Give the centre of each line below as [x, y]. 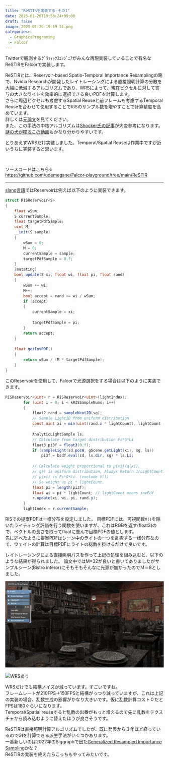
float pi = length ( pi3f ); [59, 487]
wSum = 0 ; [33, 243]
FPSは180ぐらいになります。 [35, 706]
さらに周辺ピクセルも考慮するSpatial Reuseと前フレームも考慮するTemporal [84, 100]
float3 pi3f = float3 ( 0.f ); [62, 445]
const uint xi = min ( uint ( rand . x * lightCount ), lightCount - [99, 424]
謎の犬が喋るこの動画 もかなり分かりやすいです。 [56, 132]
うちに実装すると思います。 [38, 149]
